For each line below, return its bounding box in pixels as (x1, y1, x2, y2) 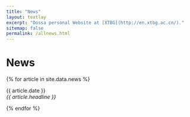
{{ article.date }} (6, 87, 46, 95)
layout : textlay (6, 14, 46, 20)
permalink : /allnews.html (6, 31, 70, 37)
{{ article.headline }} (6, 93, 56, 100)
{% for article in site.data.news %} (6, 76, 90, 83)
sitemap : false (6, 25, 44, 31)
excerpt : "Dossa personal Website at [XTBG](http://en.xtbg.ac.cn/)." (6, 19, 185, 25)
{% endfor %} (6, 105, 40, 112)
